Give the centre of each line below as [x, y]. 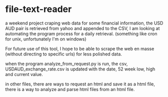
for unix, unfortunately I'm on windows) [46, 39]
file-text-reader [38, 9]
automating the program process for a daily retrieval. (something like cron [81, 33]
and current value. [24, 74]
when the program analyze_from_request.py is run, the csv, [66, 63]
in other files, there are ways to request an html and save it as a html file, [80, 84]
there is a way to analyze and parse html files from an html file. [70, 89]
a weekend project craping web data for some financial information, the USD [84, 23]
